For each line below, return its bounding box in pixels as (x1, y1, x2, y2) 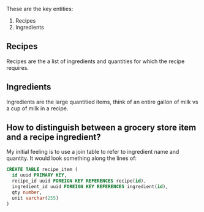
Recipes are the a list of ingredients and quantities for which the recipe (6, 58, 185, 65)
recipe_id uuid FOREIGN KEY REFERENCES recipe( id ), (12, 178, 147, 184)
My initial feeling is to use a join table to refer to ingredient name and (6, 148, 179, 156)
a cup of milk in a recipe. (6, 104, 69, 112)
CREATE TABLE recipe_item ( (6, 167, 78, 173)
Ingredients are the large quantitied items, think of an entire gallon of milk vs (6, 98, 198, 105)
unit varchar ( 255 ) (12, 195, 59, 201)
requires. (6, 64, 29, 71)
